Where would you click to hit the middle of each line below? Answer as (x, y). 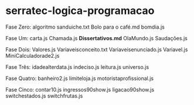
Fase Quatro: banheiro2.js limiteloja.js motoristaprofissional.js (79, 78)
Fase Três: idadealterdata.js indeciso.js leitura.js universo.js (77, 67)
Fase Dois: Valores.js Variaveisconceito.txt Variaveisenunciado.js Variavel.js (97, 49)
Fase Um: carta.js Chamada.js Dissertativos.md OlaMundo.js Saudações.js (97, 38)
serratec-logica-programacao (80, 11)
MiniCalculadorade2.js (33, 55)
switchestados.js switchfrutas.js (44, 96)
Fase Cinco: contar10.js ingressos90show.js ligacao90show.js (80, 89)
